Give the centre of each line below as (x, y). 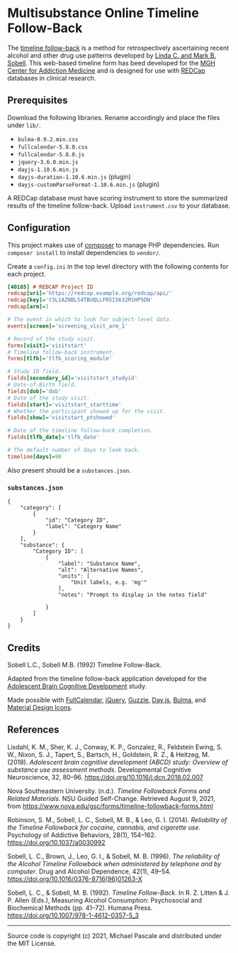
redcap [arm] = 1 (28, 307)
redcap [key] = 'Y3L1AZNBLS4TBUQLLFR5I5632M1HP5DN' (80, 300)
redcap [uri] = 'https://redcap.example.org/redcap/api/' (90, 294)
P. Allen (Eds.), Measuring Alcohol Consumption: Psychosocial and (105, 900)
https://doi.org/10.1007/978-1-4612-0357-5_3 (73, 915)
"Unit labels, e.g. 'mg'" (109, 583)
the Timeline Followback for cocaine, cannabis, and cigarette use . (104, 827)
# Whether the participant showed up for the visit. (87, 411)
